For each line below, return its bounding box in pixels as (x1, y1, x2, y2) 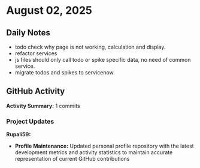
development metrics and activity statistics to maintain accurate (14, 149, 173, 156)
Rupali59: (6, 131, 31, 138)
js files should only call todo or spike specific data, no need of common (14, 56, 191, 63)
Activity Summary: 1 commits (6, 102, 80, 109)
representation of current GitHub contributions (14, 155, 130, 163)
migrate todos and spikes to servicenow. (14, 69, 115, 76)
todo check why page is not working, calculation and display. (14, 43, 166, 50)
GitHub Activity (6, 86, 65, 97)
